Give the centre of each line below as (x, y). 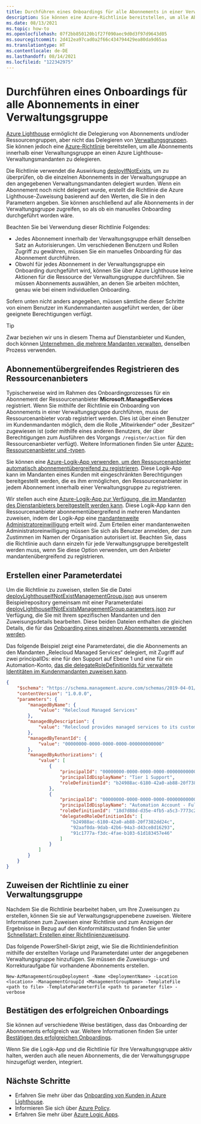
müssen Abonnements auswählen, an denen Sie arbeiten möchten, (98, 283)
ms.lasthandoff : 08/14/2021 (41, 56)
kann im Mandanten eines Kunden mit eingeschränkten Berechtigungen (94, 475)
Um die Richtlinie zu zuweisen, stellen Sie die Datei (69, 590)
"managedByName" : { (52, 705)
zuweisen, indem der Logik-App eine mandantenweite (73, 518)
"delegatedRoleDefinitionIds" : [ (101, 817)
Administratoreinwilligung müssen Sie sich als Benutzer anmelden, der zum (99, 531)
